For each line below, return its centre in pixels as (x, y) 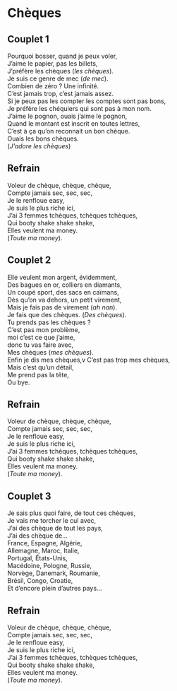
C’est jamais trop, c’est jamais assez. (61, 94)
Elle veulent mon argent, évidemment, (62, 277)
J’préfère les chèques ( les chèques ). (61, 71)
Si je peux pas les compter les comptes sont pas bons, (87, 101)
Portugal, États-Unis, (38, 558)
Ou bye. (19, 382)
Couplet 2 (29, 260)
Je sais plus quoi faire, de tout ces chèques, (72, 513)
